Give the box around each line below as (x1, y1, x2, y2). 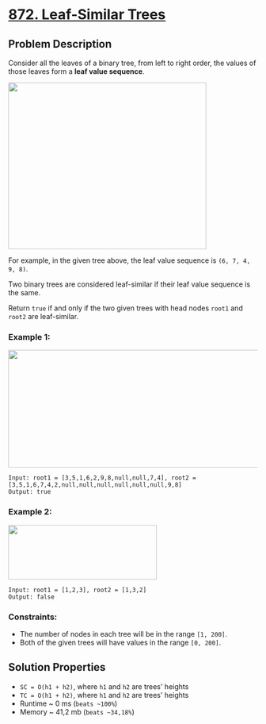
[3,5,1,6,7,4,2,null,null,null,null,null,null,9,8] (8, 481, 182, 489)
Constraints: (8, 611, 58, 622)
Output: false (8, 593, 55, 601)
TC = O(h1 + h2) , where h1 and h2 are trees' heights (19, 690, 189, 699)
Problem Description (8, 37, 112, 51)
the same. (8, 288, 41, 297)
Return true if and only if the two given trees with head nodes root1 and (8, 303, 243, 313)
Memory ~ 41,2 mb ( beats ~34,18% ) (19, 707, 135, 716)
